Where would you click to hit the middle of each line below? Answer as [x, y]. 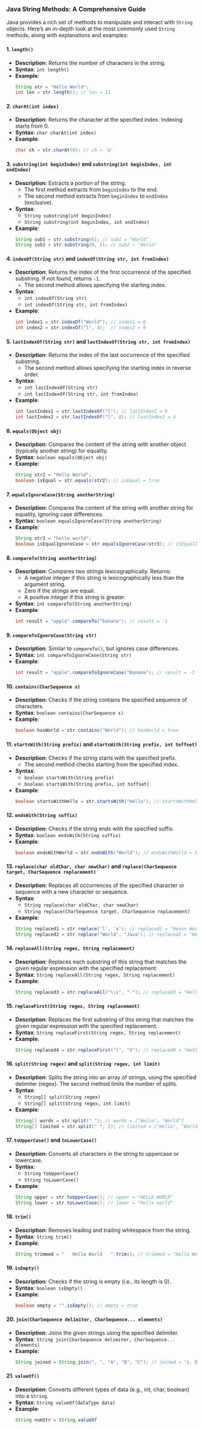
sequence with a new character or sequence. [72, 892]
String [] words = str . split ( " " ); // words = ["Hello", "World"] [99, 1121]
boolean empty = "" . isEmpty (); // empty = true [76, 1306]
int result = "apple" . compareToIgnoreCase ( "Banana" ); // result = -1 [105, 673]
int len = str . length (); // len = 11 [63, 92]
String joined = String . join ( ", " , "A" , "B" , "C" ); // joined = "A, [104, 1362]
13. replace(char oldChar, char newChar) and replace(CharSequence [92, 866]
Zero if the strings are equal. [59, 591]
